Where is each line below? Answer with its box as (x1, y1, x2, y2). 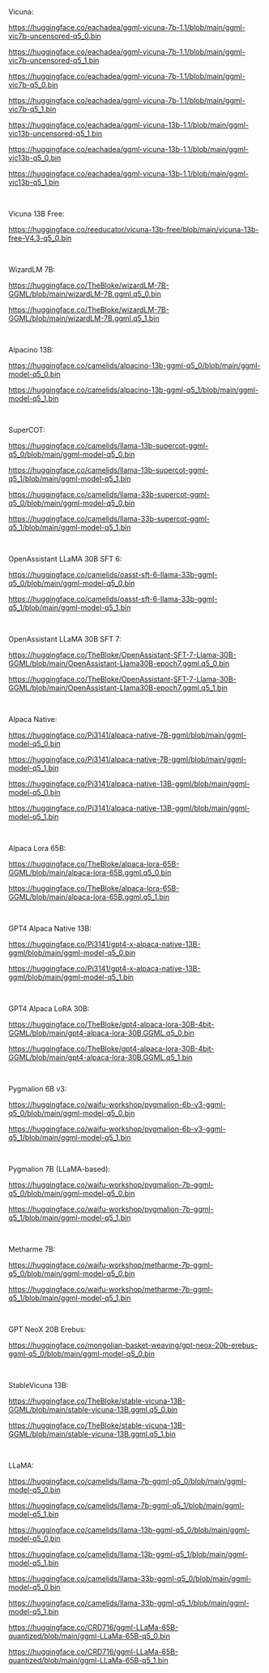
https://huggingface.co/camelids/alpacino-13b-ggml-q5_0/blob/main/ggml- (8, 361, 261, 370)
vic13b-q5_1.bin (8, 178, 59, 187)
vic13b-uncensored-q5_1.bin (8, 129, 103, 138)
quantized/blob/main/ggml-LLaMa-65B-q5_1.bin (8, 1656, 169, 1665)
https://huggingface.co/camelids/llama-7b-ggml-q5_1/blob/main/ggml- (8, 1501, 245, 1510)
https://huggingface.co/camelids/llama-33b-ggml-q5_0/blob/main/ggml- (8, 1574, 252, 1583)
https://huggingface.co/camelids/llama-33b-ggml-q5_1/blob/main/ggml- (8, 1598, 250, 1607)
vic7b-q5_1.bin (8, 105, 57, 114)
